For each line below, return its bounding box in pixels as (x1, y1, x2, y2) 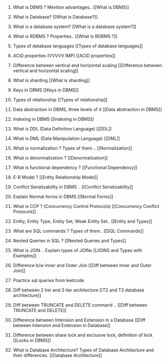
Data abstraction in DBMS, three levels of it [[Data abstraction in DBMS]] (12, 106, 162, 112)
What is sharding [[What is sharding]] (12, 77, 90, 83)
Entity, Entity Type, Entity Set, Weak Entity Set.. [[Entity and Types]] (12, 218, 152, 224)
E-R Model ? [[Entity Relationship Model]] (12, 174, 98, 180)
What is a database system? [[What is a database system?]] (12, 23, 136, 29)
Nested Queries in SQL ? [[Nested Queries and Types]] (12, 237, 126, 243)
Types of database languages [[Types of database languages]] (12, 43, 143, 49)
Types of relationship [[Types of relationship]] (12, 97, 107, 102)
